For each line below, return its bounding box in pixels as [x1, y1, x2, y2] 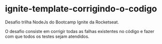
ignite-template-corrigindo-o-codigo [5, 3, 157, 14]
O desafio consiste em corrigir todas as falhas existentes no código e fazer [5, 28, 155, 34]
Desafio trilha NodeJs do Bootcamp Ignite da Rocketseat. [5, 19, 119, 25]
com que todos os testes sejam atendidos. [5, 33, 89, 39]
